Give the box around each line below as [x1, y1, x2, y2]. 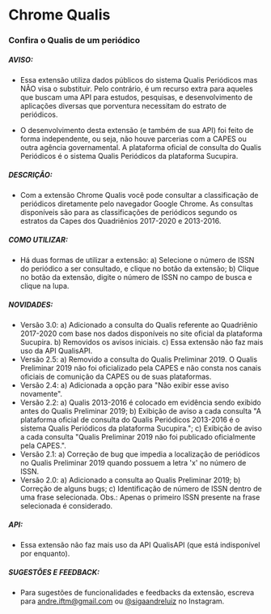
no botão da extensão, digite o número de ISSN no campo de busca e [19, 273, 252, 282]
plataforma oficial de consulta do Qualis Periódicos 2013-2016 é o [19, 414, 240, 424]
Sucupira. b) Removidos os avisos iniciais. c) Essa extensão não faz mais [19, 337, 264, 346]
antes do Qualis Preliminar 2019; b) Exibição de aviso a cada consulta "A [19, 406, 261, 415]
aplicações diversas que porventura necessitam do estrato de [19, 101, 227, 111]
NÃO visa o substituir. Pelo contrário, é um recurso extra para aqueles [19, 84, 253, 94]
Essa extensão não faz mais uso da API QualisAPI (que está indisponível [19, 539, 260, 549]
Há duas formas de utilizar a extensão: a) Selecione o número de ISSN [19, 255, 255, 265]
